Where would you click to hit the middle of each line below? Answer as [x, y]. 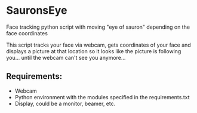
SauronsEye [37, 10]
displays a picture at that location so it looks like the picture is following [94, 51]
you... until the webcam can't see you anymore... [66, 57]
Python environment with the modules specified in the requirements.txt [102, 97]
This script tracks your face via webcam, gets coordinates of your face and [98, 45]
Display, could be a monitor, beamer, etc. [65, 103]
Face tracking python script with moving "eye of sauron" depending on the [98, 27]
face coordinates [27, 33]
